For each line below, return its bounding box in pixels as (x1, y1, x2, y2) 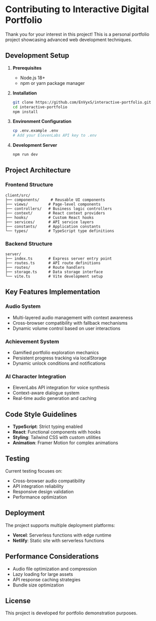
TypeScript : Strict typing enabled (12, 423, 83, 430)
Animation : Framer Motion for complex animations (12, 440, 119, 446)
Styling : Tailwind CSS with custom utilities (12, 434, 101, 441)
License (5, 596, 31, 605)
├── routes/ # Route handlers (5, 265, 85, 270)
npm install (12, 109, 38, 114)
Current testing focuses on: (5, 468, 62, 474)
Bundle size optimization (12, 582, 64, 588)
